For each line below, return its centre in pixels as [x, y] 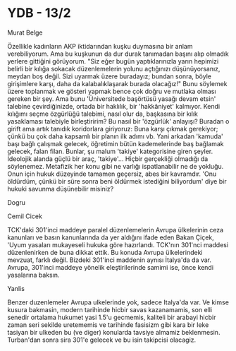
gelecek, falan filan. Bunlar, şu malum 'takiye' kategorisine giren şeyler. [110, 151]
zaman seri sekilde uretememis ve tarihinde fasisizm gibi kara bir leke [108, 325]
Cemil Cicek [25, 216]
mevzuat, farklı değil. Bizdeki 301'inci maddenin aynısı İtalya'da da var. [110, 260]
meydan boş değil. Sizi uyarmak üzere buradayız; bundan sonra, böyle [109, 76]
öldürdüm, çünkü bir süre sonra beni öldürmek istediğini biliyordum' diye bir [117, 181]
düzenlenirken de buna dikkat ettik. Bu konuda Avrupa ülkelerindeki [105, 252]
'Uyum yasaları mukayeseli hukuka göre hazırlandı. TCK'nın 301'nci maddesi [118, 244]
